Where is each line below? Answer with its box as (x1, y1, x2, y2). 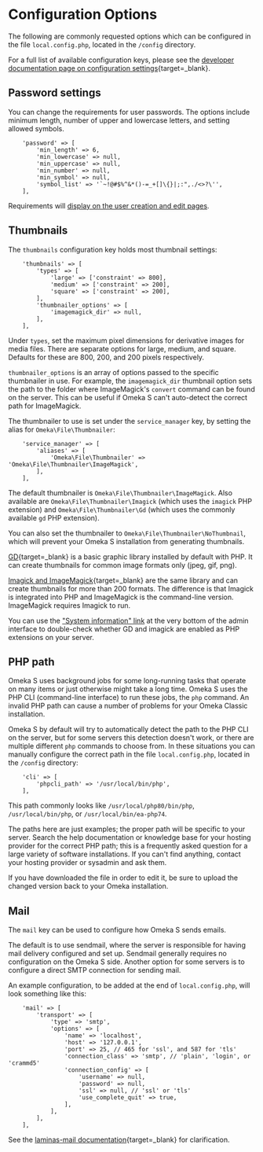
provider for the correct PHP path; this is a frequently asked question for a (8, 841, 248, 851)
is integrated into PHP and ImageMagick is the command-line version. (8, 592, 234, 602)
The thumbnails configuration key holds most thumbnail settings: (8, 245, 217, 254)
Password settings (8, 86, 101, 100)
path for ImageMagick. (8, 401, 82, 410)
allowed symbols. (8, 123, 64, 133)
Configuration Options (8, 6, 158, 24)
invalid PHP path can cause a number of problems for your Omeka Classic (8, 701, 248, 711)
